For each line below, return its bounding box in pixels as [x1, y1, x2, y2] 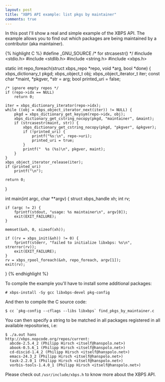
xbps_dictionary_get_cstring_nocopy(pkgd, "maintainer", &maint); [14, 116, 155, 121]
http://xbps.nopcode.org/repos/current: [5, 337, 90, 342]
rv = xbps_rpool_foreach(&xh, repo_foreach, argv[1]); [5, 258, 121, 263]
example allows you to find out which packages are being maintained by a [5, 35, 157, 41]
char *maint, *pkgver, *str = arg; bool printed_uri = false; [5, 76, 121, 82]
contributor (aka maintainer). [5, 41, 64, 47]
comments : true [5, 16, 37, 21]
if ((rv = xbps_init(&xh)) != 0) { [5, 236, 79, 241]
